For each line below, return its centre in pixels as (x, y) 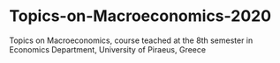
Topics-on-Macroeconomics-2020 (140, 16)
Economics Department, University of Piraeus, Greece (107, 49)
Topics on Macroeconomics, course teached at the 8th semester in (131, 40)
